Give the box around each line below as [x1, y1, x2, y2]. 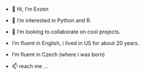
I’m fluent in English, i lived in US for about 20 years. [11, 40, 140, 46]
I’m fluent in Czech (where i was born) [11, 51, 105, 58]
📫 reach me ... [11, 63, 49, 70]
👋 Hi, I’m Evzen [11, 6, 49, 12]
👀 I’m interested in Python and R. [11, 17, 92, 23]
